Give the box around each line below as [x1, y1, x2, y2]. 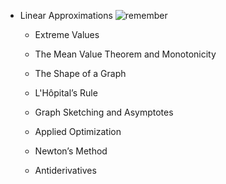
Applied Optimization [34, 126, 122, 137]
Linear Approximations [19, 10, 113, 21]
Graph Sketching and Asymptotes [34, 106, 174, 118]
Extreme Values [34, 29, 100, 40]
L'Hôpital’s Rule [34, 87, 98, 99]
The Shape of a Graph [34, 68, 127, 79]
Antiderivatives [34, 165, 97, 176]
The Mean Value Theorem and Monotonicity [34, 48, 217, 60]
